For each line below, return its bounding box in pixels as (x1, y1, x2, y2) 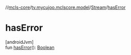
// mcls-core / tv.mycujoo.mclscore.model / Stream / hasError (5, 5, 126, 10)
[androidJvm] (5, 39, 34, 45)
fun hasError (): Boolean (5, 44, 55, 50)
